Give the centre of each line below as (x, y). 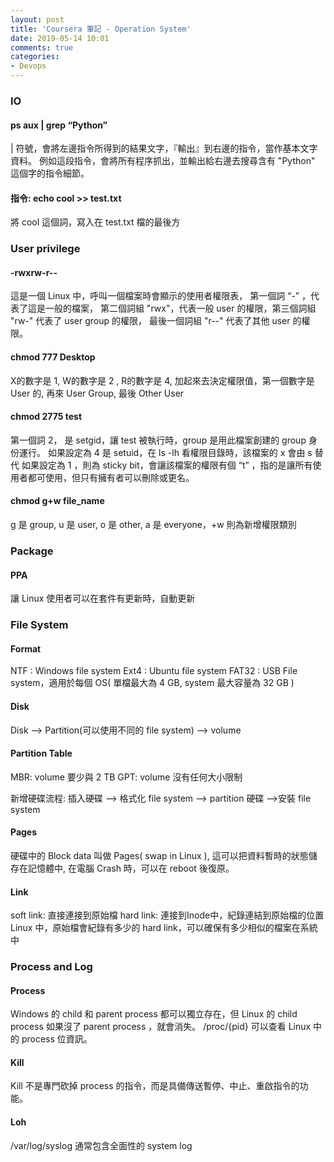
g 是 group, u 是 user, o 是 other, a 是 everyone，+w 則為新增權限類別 (153, 525)
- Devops (28, 66)
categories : (35, 57)
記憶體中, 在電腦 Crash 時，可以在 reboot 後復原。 (131, 868)
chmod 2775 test (46, 417)
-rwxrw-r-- (34, 272)
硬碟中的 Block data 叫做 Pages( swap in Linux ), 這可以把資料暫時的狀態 (159, 855)
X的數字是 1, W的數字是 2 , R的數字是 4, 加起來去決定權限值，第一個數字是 (162, 380)
